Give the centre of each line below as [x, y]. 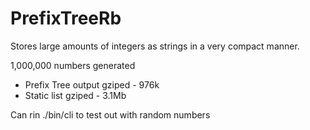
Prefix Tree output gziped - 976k [92, 84]
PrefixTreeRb [66, 18]
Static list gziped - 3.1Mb [75, 95]
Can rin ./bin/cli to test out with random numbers [110, 114]
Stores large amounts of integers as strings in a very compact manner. [155, 46]
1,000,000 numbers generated [73, 65]
